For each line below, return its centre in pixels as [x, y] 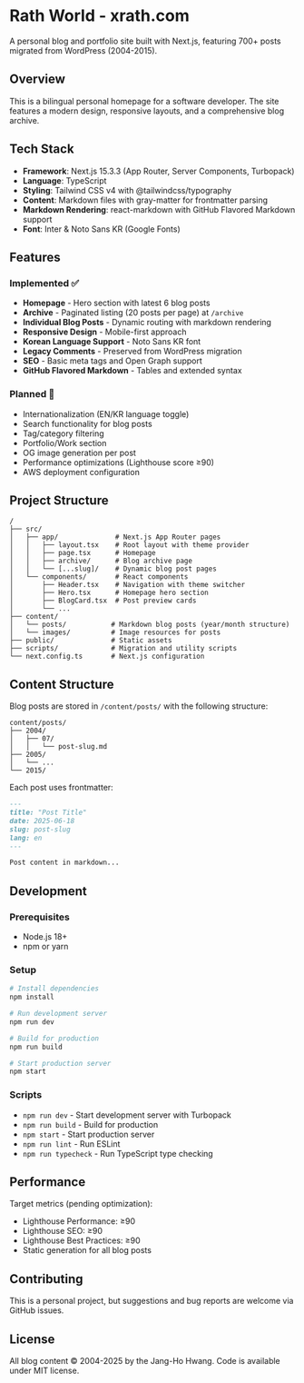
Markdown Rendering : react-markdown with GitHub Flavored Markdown [159, 209]
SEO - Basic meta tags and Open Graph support [112, 361]
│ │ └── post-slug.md [58, 747]
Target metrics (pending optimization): [81, 1204]
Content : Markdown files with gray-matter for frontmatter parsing [145, 200]
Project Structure [59, 500]
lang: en [26, 838]
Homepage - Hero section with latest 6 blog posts [116, 303]
